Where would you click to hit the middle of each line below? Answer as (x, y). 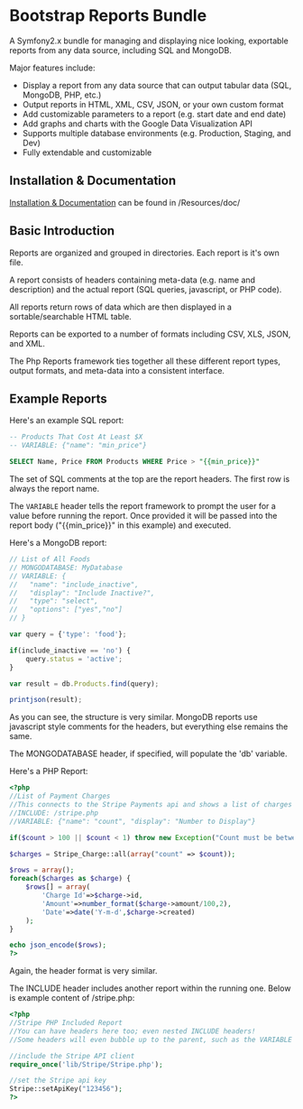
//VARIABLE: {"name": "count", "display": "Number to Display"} (133, 821)
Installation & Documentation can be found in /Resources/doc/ (125, 202)
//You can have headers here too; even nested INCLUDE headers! (133, 1031)
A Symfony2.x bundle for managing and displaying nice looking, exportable (149, 41)
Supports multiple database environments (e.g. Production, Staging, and (156, 133)
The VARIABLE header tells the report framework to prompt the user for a (143, 506)
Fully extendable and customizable (87, 152)
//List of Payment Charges (60, 796)
